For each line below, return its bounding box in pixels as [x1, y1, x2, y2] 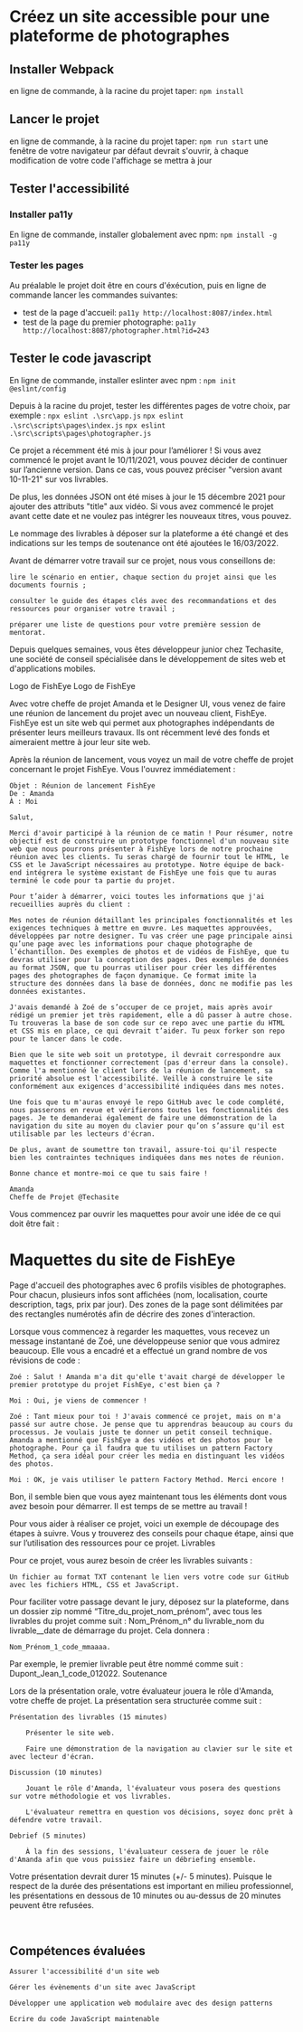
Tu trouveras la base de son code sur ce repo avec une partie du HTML [9, 1018, 285, 1027]
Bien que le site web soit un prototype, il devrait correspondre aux [9, 1050, 281, 1059]
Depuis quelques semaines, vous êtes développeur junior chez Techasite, [9, 644, 284, 655]
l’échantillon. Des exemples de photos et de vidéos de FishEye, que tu [9, 947, 289, 956]
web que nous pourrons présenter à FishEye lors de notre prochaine [9, 844, 273, 854]
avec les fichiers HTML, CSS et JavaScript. [9, 1580, 180, 1589]
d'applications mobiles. [9, 663, 97, 674]
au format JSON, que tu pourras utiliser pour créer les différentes [9, 963, 278, 972]
